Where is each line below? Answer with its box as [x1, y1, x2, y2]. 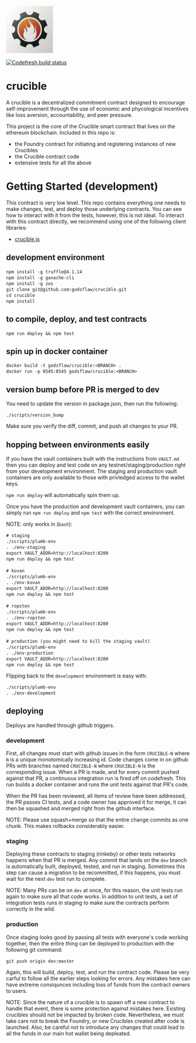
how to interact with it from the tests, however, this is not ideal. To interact [6, 212, 184, 219]
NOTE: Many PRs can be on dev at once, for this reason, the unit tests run [6, 887, 183, 894]
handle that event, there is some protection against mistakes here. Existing [6, 1005, 185, 1012]
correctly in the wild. [6, 906, 56, 913]
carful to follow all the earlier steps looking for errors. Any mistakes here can [6, 975, 191, 982]
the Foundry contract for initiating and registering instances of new [14, 140, 177, 147]
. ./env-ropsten [6, 615, 46, 621]
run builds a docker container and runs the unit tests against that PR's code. [6, 781, 189, 788]
